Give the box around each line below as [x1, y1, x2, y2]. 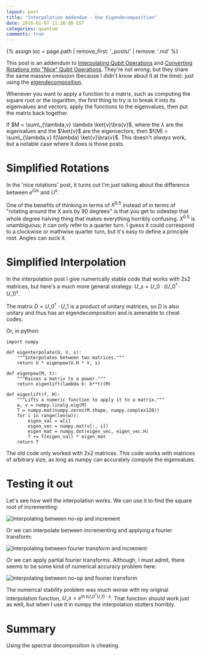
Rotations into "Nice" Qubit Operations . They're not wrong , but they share [6, 66, 189, 73]
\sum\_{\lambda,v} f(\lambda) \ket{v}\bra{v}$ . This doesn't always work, [6, 134, 187, 141]
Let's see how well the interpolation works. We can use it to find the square [6, 497, 192, 504]
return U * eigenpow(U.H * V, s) [17, 359, 101, 366]
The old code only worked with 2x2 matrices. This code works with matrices [6, 449, 196, 456]
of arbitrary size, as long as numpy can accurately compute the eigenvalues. [6, 456, 196, 463]
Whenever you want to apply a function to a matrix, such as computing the [6, 90, 191, 98]
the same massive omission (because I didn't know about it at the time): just [6, 72, 194, 79]
